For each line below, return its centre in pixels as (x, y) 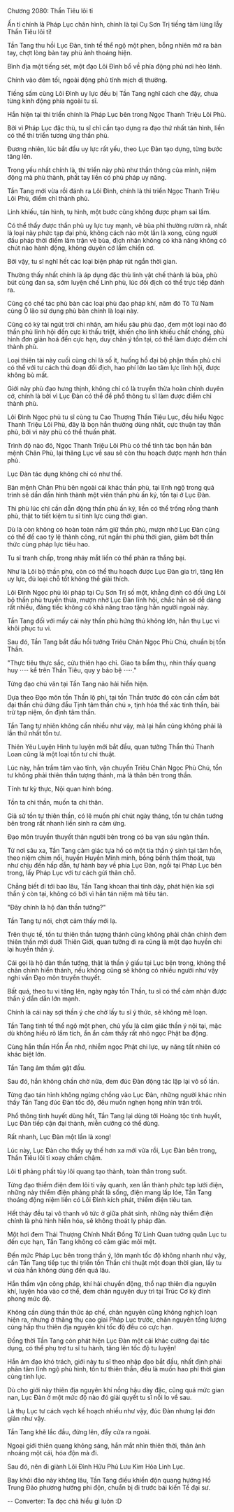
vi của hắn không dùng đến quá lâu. (59, 1270)
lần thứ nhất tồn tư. (35, 733)
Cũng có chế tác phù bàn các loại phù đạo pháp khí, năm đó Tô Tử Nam (111, 303)
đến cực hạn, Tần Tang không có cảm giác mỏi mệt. (82, 1242)
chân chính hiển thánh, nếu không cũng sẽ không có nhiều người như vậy (113, 970)
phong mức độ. (29, 1299)
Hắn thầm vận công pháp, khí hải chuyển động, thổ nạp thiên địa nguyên (112, 1284)
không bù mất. (28, 375)
